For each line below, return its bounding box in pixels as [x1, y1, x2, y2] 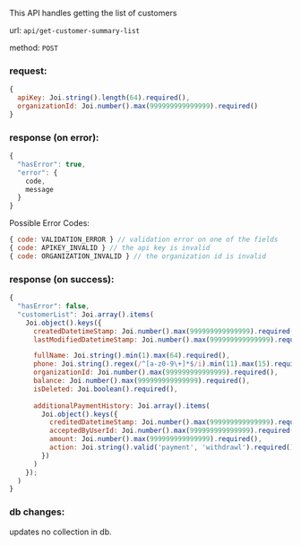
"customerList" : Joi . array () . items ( [17, 309, 154, 319]
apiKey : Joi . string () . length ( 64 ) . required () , [17, 93, 191, 102]
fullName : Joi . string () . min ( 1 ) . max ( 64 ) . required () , [32, 351, 230, 360]
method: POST [9, 42, 58, 53]
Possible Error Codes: [9, 218, 90, 229]
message [25, 185, 54, 194]
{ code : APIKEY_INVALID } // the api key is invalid [9, 244, 211, 253]
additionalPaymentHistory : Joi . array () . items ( [32, 401, 211, 411]
